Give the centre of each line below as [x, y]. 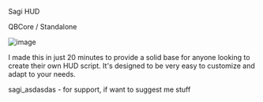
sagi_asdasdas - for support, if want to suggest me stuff [100, 89]
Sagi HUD [24, 11]
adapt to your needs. [42, 74]
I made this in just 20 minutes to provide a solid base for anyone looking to [129, 57]
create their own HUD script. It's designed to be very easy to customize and [131, 66]
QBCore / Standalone [43, 26]
